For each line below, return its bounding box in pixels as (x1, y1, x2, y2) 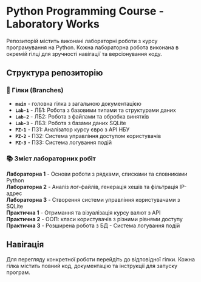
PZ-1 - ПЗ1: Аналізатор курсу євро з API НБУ (15, 126, 130, 133)
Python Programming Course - (6, 4, 164, 18)
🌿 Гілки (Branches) (6, 86, 64, 95)
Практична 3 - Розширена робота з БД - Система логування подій (6, 222, 180, 229)
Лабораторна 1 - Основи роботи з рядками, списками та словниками (6, 170, 188, 177)
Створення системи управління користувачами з (52, 196, 180, 203)
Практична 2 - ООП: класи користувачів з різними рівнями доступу (6, 215, 183, 222)
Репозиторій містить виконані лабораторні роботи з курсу (6, 37, 158, 44)
